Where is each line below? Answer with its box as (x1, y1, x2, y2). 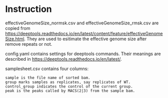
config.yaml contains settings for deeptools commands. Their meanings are (5, 51, 161, 57)
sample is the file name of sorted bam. (5, 75, 91, 80)
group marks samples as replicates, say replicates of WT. (5, 80, 131, 85)
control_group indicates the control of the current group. (5, 84, 133, 89)
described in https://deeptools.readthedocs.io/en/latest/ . (5, 56, 122, 62)
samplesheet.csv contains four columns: (5, 66, 89, 72)
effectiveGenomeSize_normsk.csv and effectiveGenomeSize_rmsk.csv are (5, 20, 159, 26)
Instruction (5, 3, 52, 15)
